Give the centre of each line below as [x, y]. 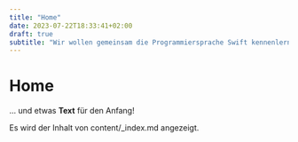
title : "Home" [35, 17]
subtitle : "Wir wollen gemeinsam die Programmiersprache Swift [129, 42]
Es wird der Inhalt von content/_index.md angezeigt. [104, 128]
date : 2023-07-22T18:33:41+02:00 [71, 26]
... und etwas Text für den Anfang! [72, 111]
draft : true [31, 34]
